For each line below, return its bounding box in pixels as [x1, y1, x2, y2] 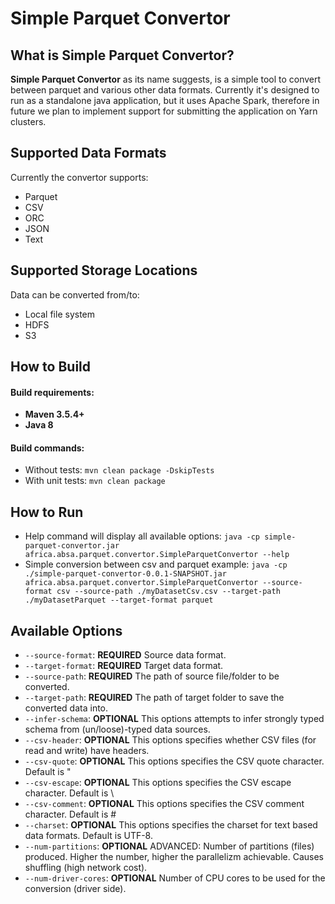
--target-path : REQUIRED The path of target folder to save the [24, 692, 285, 704]
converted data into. [24, 702, 109, 714]
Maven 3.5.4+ [24, 408, 85, 421]
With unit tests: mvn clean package [24, 475, 166, 487]
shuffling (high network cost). [24, 862, 148, 874]
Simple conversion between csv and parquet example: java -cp [24, 558, 288, 571]
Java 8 [24, 419, 54, 431]
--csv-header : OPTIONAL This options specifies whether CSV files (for [24, 734, 317, 746]
